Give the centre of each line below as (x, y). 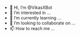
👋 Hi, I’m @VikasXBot (31, 8)
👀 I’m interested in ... (30, 13)
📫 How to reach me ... (32, 28)
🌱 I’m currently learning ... (35, 18)
